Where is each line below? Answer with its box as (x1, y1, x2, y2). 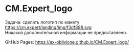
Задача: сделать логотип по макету (5, 19, 80, 25)
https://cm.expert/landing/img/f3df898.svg (5, 24, 92, 30)
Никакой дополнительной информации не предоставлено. (5, 29, 127, 35)
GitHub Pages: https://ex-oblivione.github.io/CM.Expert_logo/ (5, 39, 129, 45)
